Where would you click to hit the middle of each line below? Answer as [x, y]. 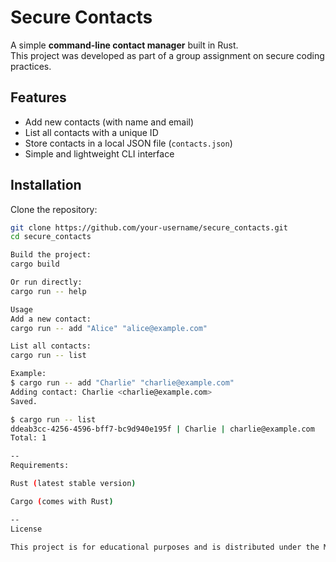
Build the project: [51, 255]
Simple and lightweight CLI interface [99, 153]
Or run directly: [46, 282]
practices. [31, 66]
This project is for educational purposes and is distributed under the [165, 547]
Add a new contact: [51, 319]
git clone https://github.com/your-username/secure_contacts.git [149, 227]
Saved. [24, 401]
